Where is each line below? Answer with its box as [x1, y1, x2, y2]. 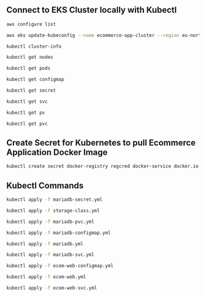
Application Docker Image [6, 147, 108, 157]
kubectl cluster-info [6, 43, 62, 50]
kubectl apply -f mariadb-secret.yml [6, 197, 103, 203]
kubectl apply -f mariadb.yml [6, 241, 84, 247]
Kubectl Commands [6, 180, 84, 190]
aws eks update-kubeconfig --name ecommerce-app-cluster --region [6, 32, 180, 39]
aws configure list [6, 21, 56, 27]
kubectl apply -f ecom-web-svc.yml [6, 285, 97, 291]
